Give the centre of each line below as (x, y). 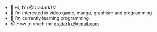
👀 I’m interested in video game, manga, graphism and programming (81, 13)
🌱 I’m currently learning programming (50, 18)
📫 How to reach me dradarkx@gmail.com (54, 24)
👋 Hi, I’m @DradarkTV (33, 8)
